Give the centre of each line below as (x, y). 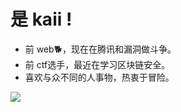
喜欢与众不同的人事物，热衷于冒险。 (99, 77)
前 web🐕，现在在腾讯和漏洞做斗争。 (100, 49)
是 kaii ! (41, 19)
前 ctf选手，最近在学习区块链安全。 (97, 64)
